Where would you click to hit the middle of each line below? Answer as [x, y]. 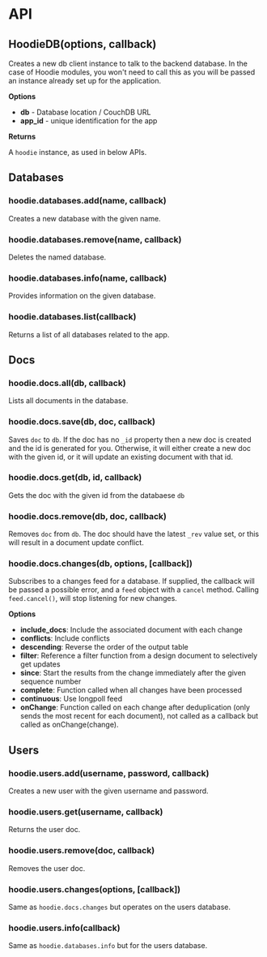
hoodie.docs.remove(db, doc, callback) [88, 516]
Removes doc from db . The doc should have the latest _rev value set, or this [134, 534]
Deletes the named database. [57, 257]
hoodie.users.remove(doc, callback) [82, 851]
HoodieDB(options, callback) [83, 44]
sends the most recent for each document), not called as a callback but [139, 716]
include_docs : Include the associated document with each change [131, 630]
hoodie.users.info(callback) [64, 928]
